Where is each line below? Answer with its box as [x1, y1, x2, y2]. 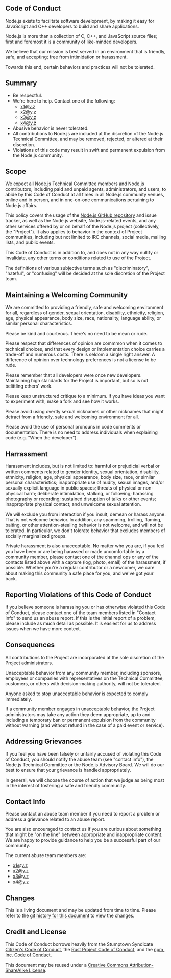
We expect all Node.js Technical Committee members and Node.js [5, 180, 144, 187]
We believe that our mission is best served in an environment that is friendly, [5, 48, 166, 54]
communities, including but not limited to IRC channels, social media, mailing [5, 234, 166, 240]
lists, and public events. [5, 239, 55, 246]
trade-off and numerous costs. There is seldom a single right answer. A [5, 351, 155, 358]
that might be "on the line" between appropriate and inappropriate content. [5, 831, 163, 838]
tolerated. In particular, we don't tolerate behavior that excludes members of [5, 527, 166, 534]
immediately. [5, 696, 32, 702]
